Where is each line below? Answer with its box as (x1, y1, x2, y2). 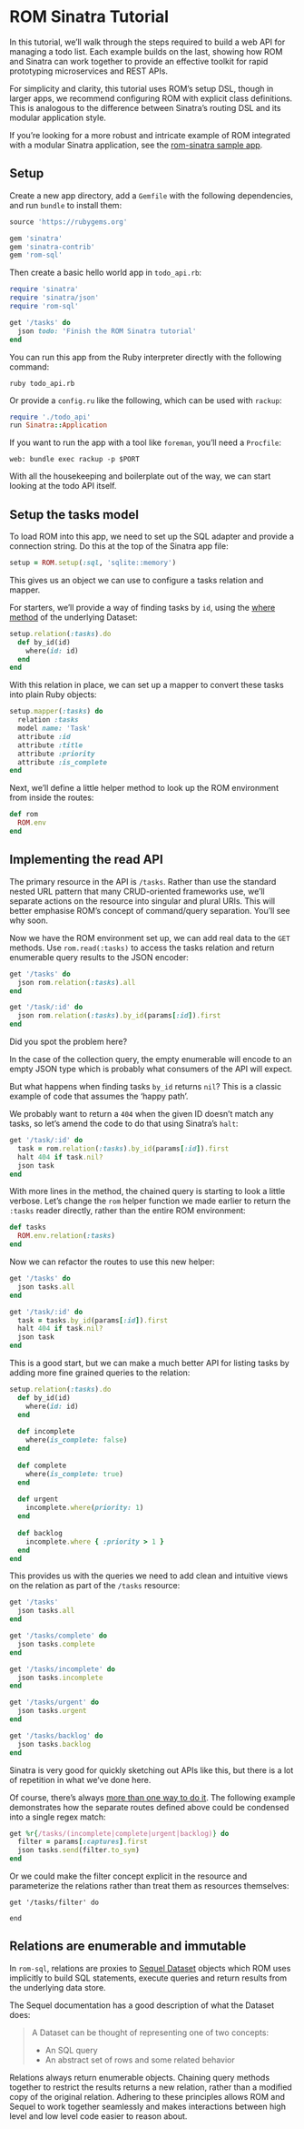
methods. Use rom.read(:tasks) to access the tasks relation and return (9, 942, 275, 953)
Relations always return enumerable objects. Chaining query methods (9, 2072, 270, 2083)
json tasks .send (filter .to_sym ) (17, 1846, 141, 1855)
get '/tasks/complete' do (9, 1631, 107, 1640)
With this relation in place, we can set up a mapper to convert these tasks (9, 680, 284, 691)
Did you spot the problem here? (9, 1036, 128, 1047)
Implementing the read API (9, 852, 163, 867)
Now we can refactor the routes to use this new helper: (9, 1256, 215, 1267)
